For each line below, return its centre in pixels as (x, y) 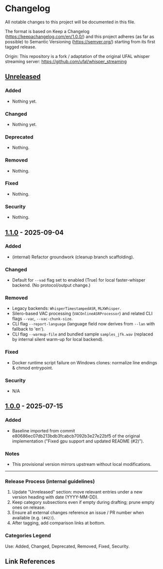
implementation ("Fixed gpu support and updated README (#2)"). (78, 441)
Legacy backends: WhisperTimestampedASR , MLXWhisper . (66, 308)
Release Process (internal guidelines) (50, 481)
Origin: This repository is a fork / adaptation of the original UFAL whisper (78, 56)
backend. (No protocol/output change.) (51, 285)
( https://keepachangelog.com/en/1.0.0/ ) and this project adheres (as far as (80, 36)
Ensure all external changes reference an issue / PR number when (78, 513)
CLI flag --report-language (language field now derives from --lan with (83, 324)
